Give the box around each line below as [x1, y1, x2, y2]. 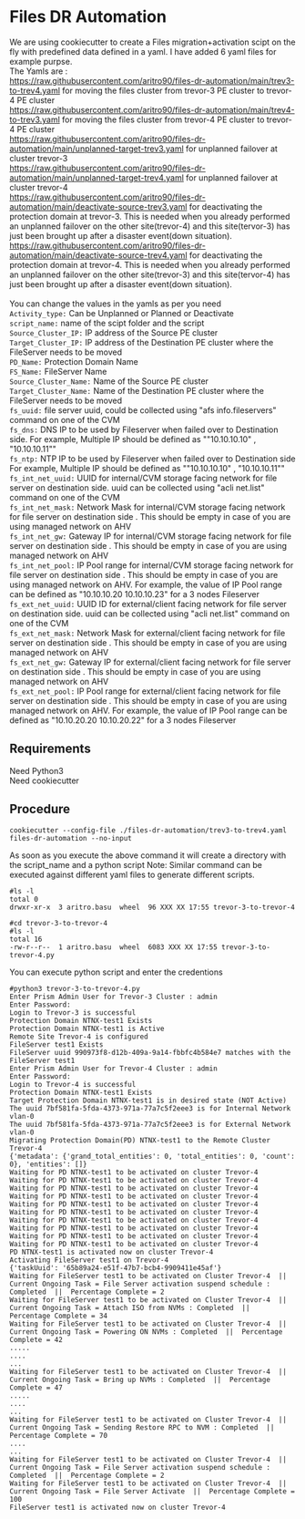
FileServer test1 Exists [9, 1039, 104, 1049]
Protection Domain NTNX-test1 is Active [9, 1024, 166, 1033]
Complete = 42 [9, 1335, 64, 1344]
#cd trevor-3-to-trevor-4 [9, 918, 107, 927]
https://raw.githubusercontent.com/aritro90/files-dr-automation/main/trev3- [9, 75, 295, 86]
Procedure [9, 801, 71, 817]
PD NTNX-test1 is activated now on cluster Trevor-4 [9, 1247, 214, 1256]
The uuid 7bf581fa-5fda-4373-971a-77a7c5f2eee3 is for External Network [9, 1120, 291, 1129]
